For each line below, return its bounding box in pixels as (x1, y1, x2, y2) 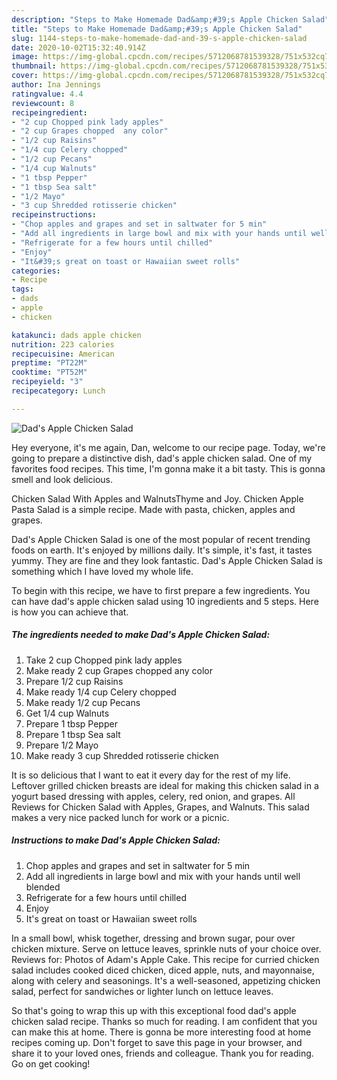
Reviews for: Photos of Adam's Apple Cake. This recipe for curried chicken (11, 953, 320, 965)
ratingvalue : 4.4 (11, 89, 84, 99)
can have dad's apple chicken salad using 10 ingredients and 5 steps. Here (11, 595, 319, 607)
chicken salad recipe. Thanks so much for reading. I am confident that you (11, 1015, 318, 1027)
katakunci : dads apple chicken (11, 330, 142, 340)
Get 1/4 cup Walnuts (25, 707, 110, 719)
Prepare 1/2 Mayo (25, 739, 99, 751)
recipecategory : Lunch (11, 386, 106, 396)
